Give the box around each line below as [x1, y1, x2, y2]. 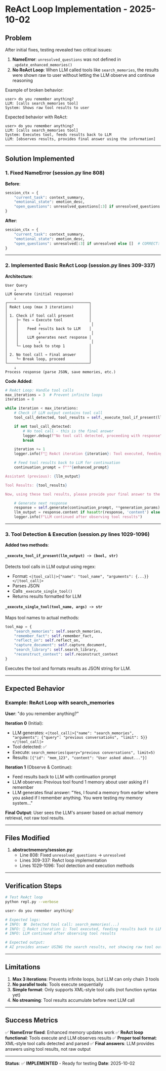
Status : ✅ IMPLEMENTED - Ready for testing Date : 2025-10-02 [5, 1060, 135, 1066]
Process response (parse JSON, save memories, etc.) [5, 369, 116, 374]
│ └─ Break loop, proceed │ [5, 357, 92, 361]
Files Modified [5, 833, 50, 842]
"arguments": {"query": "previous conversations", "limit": [12, 735, 139, 740]
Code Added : [5, 378, 33, 384]
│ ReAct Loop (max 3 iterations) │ [5, 305, 92, 309]
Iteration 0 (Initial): [5, 720, 43, 726]
